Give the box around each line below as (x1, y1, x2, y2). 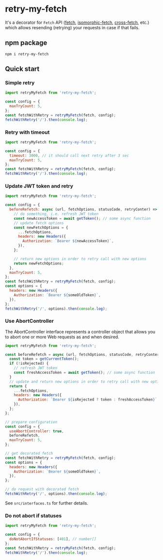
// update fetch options (14, 220, 64, 226)
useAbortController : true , (9, 429, 64, 434)
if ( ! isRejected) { (9, 361, 49, 366)
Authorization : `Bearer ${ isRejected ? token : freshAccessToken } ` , (17, 397, 160, 402)
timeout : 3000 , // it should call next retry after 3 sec (9, 153, 130, 158)
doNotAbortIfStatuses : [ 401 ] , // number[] (9, 537, 97, 542)
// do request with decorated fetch (5, 487, 79, 492)
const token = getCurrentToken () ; (9, 356, 79, 362)
